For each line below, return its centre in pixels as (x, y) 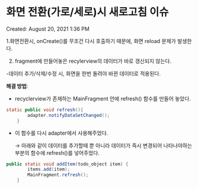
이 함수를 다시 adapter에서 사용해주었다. (61, 133)
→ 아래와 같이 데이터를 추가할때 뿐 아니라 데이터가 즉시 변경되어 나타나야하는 (103, 145)
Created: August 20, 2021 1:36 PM (48, 29)
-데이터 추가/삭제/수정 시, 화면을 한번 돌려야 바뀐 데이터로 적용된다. (84, 73)
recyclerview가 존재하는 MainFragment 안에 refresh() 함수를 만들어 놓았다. (103, 99)
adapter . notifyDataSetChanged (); (69, 115)
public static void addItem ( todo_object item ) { (67, 164)
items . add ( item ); (49, 170)
